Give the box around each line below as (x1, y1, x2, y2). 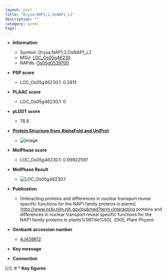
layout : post (5, 7, 32, 12)
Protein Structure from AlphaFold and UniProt (12, 128, 109, 134)
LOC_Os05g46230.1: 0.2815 (19, 79, 77, 85)
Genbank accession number (12, 226, 72, 232)
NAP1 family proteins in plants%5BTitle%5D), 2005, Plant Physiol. (19, 217, 155, 223)
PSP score (12, 69, 34, 75)
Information (12, 39, 38, 45)
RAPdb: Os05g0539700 (19, 60, 69, 66)
